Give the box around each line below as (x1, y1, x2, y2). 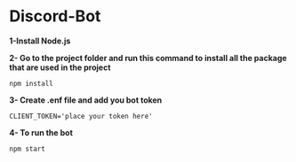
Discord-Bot (9, 6, 101, 27)
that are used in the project (9, 62, 111, 73)
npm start (9, 144, 46, 153)
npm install (9, 79, 53, 88)
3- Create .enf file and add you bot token (9, 95, 163, 105)
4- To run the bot (9, 127, 74, 138)
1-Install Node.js (9, 35, 71, 46)
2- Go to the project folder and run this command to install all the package (9, 52, 287, 63)
